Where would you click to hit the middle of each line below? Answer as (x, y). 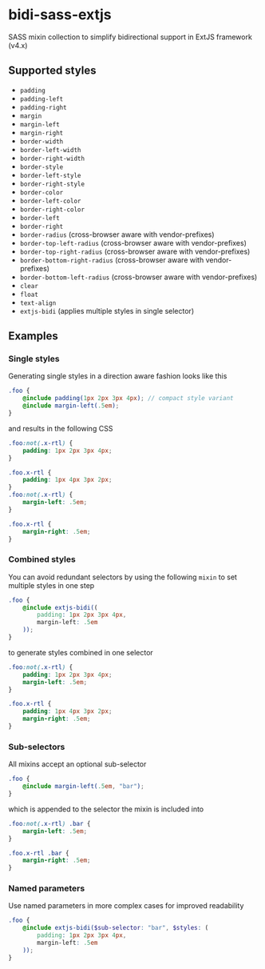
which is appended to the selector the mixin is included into (106, 809)
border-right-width (52, 158)
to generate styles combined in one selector (81, 652)
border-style (42, 167)
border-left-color (50, 201)
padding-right (43, 107)
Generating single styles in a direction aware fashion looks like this (118, 376)
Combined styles (42, 559)
